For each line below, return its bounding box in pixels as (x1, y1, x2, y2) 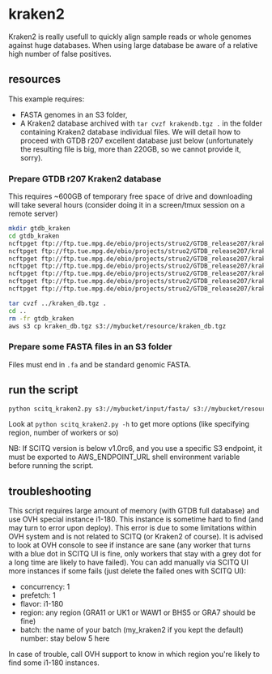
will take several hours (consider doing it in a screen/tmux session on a (8, 200, 245, 210)
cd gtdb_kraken (8, 232, 60, 240)
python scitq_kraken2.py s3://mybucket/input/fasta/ (8, 405, 190, 413)
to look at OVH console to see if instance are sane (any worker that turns (8, 540, 251, 550)
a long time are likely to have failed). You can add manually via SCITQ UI (8, 557, 249, 568)
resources (8, 72, 61, 86)
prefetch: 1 (19, 590, 56, 600)
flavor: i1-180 (19, 599, 63, 609)
